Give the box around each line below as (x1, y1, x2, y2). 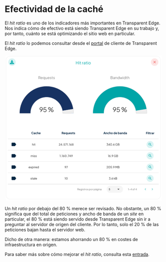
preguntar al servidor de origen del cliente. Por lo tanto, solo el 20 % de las (4, 222, 159, 228)
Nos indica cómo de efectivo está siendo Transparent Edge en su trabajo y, (4, 25, 160, 31)
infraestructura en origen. (4, 242, 58, 248)
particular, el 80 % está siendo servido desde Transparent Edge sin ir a (4, 216, 151, 222)
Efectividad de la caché (4, 3, 104, 15)
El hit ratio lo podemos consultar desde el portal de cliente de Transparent (4, 40, 158, 46)
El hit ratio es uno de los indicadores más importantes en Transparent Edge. (4, 20, 161, 26)
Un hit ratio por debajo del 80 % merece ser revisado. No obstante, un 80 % (4, 206, 162, 212)
